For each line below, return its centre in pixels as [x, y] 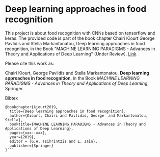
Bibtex [12, 98]
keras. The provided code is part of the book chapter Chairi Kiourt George [80, 38]
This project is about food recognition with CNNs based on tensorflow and [80, 33]
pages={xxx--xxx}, [28, 133]
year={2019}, [23, 137]
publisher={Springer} [32, 146]
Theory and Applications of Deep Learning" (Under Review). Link [71, 54]
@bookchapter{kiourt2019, [31, 107]
